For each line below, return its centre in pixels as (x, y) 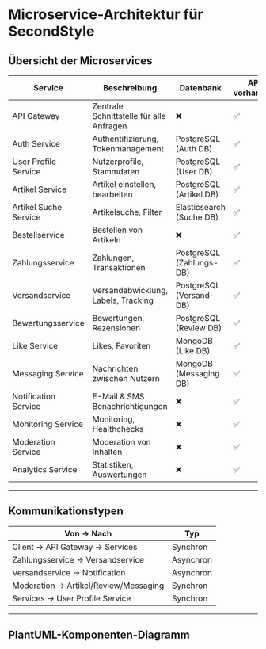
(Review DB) (199, 328)
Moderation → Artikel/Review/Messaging (88, 586)
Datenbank (200, 88)
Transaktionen (119, 267)
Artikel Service (40, 189)
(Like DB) (193, 351)
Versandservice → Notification (69, 572)
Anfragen (110, 126)
